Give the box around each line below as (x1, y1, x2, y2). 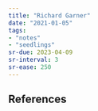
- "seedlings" (8, 41, 56, 49)
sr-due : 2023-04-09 (8, 48, 73, 56)
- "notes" (8, 33, 41, 42)
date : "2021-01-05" (8, 19, 73, 27)
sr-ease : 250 (8, 63, 52, 71)
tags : (8, 26, 26, 34)
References (8, 93, 67, 106)
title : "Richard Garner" (8, 11, 91, 20)
